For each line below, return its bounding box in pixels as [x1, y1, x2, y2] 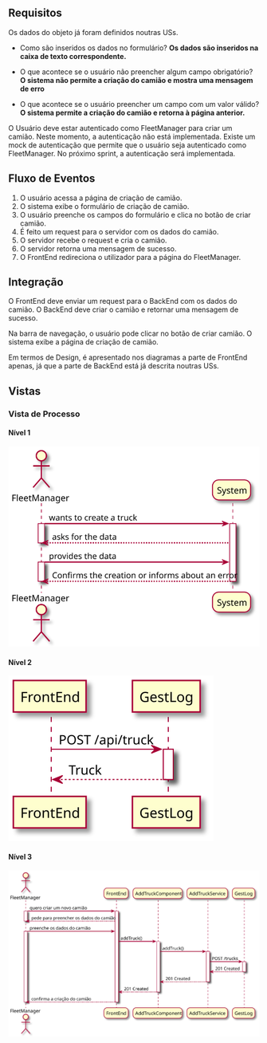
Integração [8, 275, 64, 289]
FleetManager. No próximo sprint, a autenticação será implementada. [8, 148, 236, 158]
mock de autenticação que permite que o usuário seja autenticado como [8, 140, 247, 150]
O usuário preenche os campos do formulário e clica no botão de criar [19, 210, 251, 219]
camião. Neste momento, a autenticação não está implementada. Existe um [8, 132, 256, 141]
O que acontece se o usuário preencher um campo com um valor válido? [19, 99, 260, 108]
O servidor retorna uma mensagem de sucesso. [19, 243, 177, 254]
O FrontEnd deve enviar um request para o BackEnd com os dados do [8, 297, 238, 306]
